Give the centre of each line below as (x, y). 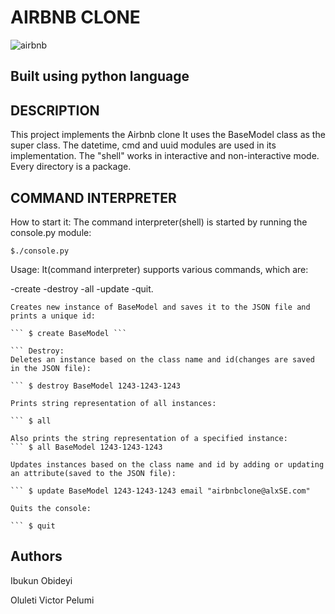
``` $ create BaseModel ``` (69, 333)
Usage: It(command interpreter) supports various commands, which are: (159, 269)
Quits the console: (51, 508)
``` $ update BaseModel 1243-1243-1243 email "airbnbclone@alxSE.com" (160, 491)
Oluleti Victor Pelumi (52, 600)
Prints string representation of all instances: (113, 403)
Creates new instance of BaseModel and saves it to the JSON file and (160, 307)
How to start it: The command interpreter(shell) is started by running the (159, 222)
